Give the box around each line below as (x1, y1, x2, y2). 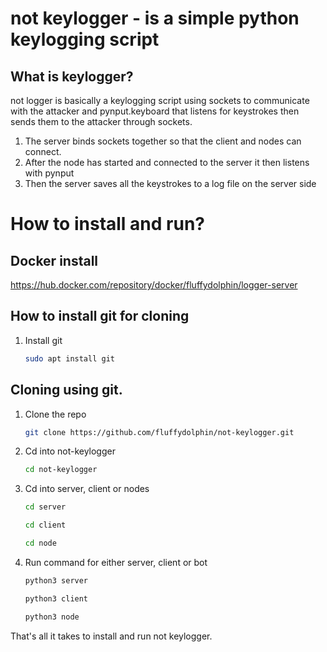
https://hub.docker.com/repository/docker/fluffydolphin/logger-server (10, 279, 298, 291)
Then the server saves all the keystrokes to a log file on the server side (24, 178, 317, 189)
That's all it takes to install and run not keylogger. (10, 630, 213, 642)
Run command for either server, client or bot (24, 556, 208, 568)
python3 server (24, 575, 89, 586)
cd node (24, 538, 57, 548)
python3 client (24, 593, 89, 604)
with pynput (24, 167, 75, 179)
